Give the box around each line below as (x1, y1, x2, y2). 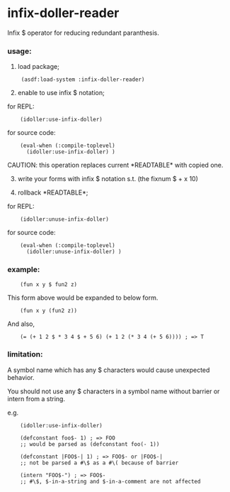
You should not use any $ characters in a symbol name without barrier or (7, 387, 220, 395)
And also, (7, 319, 35, 328)
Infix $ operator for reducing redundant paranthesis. (7, 28, 159, 37)
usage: (7, 46, 32, 56)
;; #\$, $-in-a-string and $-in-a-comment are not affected (20, 478, 201, 485)
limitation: (7, 349, 43, 359)
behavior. (7, 373, 35, 381)
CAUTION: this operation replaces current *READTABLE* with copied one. (7, 161, 224, 170)
